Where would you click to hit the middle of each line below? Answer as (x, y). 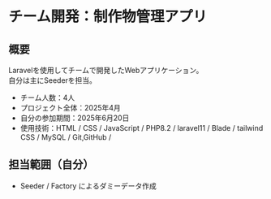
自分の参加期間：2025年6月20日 (75, 118)
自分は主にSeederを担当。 (53, 80)
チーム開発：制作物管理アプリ (108, 17)
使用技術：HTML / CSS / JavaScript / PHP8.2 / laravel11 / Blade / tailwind (142, 128)
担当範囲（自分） (51, 164)
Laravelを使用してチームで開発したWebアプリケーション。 (106, 70)
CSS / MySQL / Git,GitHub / (66, 137)
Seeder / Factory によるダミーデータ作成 (88, 186)
